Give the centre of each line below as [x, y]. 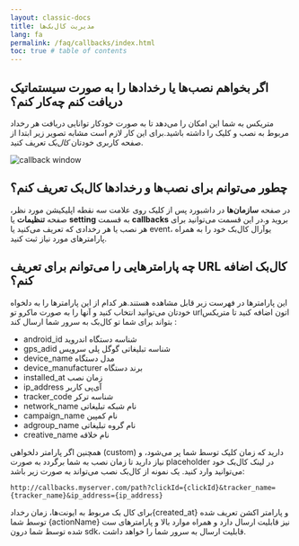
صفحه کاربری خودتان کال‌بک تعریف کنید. [77, 142]
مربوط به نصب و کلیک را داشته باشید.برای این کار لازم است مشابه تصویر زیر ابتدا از [150, 132]
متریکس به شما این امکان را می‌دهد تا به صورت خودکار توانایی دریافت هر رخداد [142, 123]
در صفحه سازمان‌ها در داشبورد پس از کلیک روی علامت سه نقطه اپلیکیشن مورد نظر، [150, 210]
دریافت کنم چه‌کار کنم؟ [66, 101]
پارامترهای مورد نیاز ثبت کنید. [58, 238]
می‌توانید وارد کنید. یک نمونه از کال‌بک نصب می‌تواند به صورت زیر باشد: [128, 471]
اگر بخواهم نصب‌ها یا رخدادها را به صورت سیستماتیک [139, 88]
